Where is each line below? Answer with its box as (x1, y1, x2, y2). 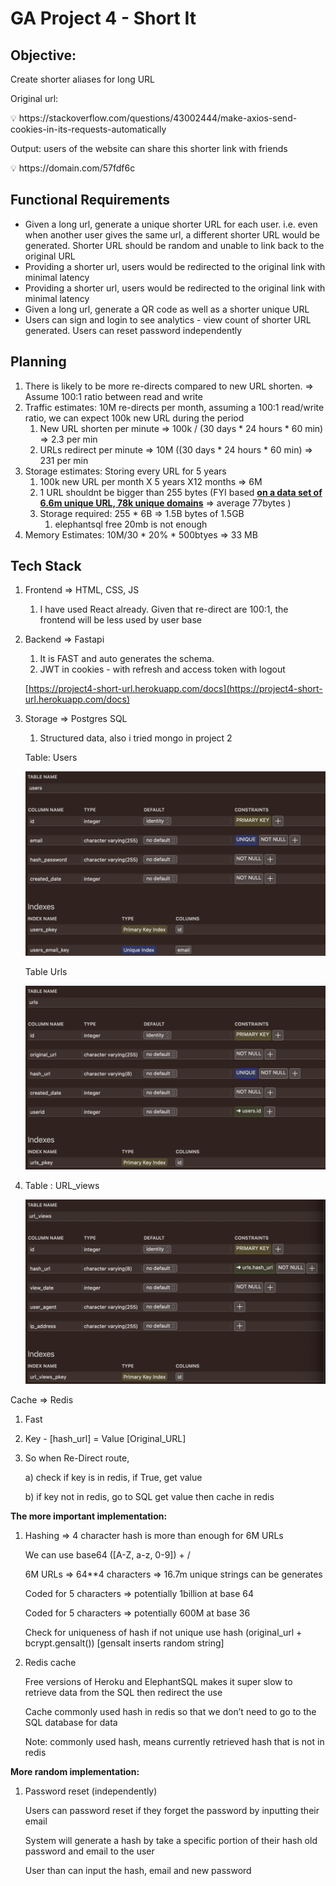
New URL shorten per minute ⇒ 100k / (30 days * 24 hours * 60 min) (39, 422, 324, 434)
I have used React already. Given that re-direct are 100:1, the (39, 603, 289, 616)
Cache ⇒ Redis (10, 1393, 74, 1406)
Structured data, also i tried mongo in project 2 (39, 732, 233, 744)
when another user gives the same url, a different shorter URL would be (24, 228, 320, 241)
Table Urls (24, 965, 68, 977)
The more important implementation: (10, 1510, 168, 1522)
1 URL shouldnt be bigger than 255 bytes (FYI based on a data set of (39, 486, 323, 498)
